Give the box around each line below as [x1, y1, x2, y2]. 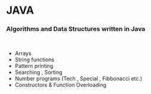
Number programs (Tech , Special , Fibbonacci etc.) [14, 75, 143, 82]
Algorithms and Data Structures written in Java [6, 25, 146, 33]
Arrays [14, 50, 32, 57]
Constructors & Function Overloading [14, 82, 107, 89]
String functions [14, 56, 55, 63]
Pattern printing [14, 62, 54, 70]
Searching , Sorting [14, 69, 63, 76]
